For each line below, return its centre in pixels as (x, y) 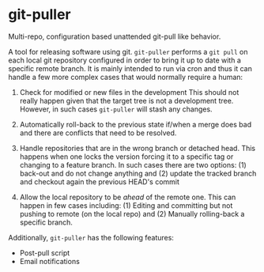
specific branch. (46, 222)
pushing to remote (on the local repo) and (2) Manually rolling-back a (132, 213)
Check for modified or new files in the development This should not (129, 92)
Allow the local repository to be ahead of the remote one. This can (128, 197)
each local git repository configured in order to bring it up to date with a (124, 60)
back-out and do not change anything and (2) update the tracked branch (138, 173)
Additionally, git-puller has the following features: (91, 237)
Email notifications (50, 261)
